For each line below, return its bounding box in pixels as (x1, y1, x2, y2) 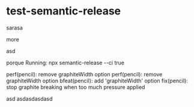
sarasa (6, 24, 23, 31)
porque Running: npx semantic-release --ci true (6, 59, 125, 66)
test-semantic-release (6, 4, 121, 18)
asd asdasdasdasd (6, 95, 53, 102)
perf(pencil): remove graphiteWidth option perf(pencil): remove (6, 70, 163, 78)
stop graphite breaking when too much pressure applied (6, 83, 145, 91)
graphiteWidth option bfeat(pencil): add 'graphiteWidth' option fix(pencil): (6, 77, 188, 84)
